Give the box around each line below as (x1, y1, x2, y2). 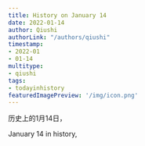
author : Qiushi (8, 26, 58, 34)
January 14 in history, (8, 130, 78, 139)
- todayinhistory (8, 84, 65, 92)
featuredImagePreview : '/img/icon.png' (8, 91, 139, 99)
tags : (8, 77, 26, 84)
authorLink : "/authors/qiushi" (8, 33, 111, 41)
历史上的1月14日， (8, 114, 67, 123)
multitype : (8, 62, 44, 70)
